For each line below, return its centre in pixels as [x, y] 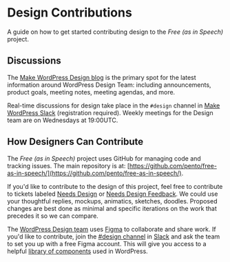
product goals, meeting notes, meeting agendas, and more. [91, 92]
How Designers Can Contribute [75, 142]
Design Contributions [70, 13]
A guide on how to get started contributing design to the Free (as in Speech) [115, 32]
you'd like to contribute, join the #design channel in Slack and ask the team [114, 236]
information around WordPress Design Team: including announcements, [109, 85]
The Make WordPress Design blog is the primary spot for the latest [102, 77]
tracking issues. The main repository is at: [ [69, 165]
